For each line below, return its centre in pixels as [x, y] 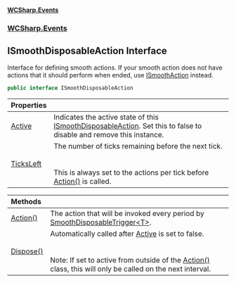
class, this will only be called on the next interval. [131, 269]
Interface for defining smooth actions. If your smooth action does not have [115, 68]
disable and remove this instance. [109, 135]
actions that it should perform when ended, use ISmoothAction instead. [111, 75]
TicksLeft [26, 164]
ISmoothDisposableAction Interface [87, 50]
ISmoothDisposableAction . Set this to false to [128, 126]
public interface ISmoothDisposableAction [70, 88]
